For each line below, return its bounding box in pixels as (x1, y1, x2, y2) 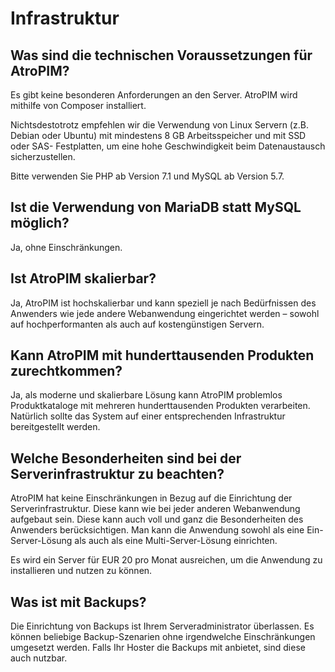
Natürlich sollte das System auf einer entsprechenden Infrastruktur (10, 410, 286, 422)
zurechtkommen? (10, 363, 123, 380)
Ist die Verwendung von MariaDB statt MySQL (10, 199, 302, 216)
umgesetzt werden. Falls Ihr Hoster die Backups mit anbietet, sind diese (10, 642, 306, 654)
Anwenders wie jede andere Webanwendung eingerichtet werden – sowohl (10, 307, 320, 319)
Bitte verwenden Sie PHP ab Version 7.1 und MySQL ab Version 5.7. (10, 170, 285, 182)
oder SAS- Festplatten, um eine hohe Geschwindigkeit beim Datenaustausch (10, 140, 326, 152)
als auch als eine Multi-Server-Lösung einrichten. (74, 535, 278, 547)
